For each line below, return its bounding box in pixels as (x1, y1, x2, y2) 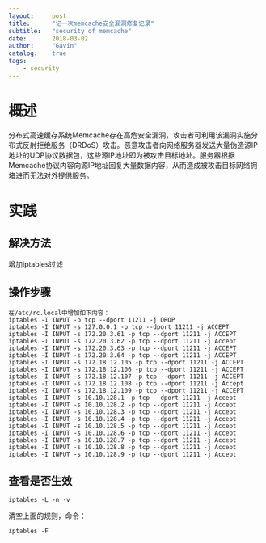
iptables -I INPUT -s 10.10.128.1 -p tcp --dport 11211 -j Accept (8, 394, 237, 402)
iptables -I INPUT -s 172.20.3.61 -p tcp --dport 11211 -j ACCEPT (8, 330, 237, 338)
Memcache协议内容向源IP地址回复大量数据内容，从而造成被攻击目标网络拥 (8, 160, 258, 170)
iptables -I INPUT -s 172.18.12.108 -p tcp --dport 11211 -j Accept (8, 379, 244, 388)
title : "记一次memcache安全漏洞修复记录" (8, 19, 155, 27)
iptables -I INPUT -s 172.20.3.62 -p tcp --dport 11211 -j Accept (8, 337, 237, 345)
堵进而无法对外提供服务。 (8, 170, 94, 180)
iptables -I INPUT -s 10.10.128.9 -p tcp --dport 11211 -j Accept (8, 450, 237, 458)
